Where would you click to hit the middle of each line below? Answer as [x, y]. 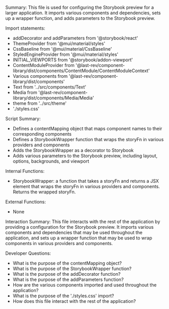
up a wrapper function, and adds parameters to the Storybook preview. [80, 18]
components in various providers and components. [59, 243]
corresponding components [42, 134]
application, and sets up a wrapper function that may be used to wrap [79, 238]
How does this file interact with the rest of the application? [74, 301]
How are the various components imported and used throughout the [85, 285]
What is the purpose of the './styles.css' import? [63, 296]
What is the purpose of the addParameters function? [68, 279]
